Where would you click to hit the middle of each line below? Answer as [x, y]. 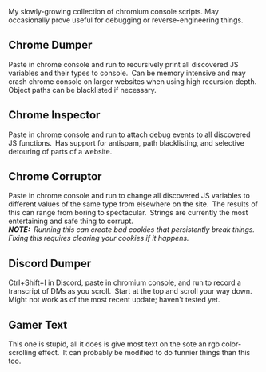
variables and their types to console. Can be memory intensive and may [127, 73]
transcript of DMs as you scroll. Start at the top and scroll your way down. [131, 291]
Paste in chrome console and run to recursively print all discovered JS [123, 64]
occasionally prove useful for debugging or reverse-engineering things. [126, 20]
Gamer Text [38, 324]
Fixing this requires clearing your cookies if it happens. [99, 238]
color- [231, 344]
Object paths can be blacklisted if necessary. [83, 90]
